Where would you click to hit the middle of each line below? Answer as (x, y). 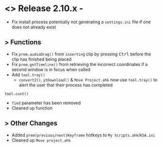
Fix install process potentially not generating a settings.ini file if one (81, 22)
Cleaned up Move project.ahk (41, 140)
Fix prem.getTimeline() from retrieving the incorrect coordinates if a (80, 64)
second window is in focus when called (51, 69)
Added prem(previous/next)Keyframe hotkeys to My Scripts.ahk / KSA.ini (83, 135)
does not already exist (34, 27)
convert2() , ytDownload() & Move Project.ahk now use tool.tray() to (88, 80)
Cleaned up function (32, 108)
